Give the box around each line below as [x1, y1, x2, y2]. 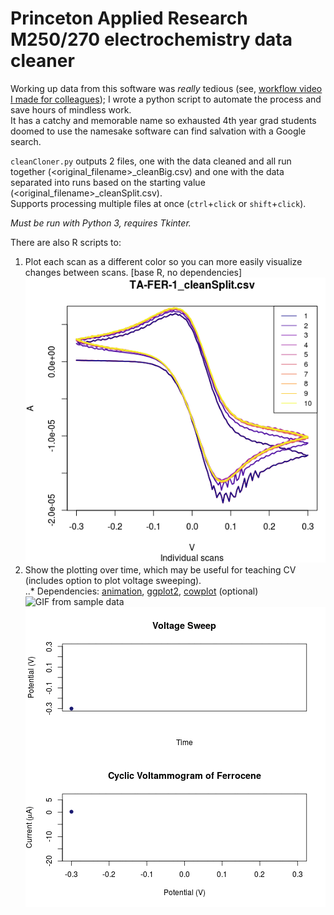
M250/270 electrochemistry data [10, 28, 293, 51]
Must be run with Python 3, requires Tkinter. [10, 217, 192, 229]
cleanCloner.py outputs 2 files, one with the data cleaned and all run [10, 155, 292, 167]
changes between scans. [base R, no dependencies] [24, 266, 243, 278]
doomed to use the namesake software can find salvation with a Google [10, 125, 307, 137]
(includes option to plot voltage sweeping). [24, 575, 202, 587]
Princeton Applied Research [10, 7, 248, 30]
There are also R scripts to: [10, 236, 122, 248]
